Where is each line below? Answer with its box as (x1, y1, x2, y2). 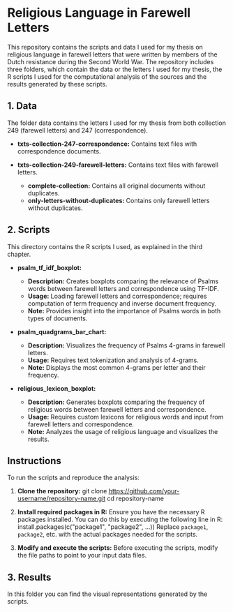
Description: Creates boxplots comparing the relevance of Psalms (27, 277, 219, 285)
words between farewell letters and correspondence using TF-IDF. (27, 284, 220, 292)
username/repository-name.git (17, 494, 106, 503)
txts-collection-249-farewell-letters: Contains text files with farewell (17, 161, 218, 169)
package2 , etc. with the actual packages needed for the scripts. (17, 530, 198, 539)
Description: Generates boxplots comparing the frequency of (27, 398, 205, 406)
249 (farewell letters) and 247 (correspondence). (7, 126, 149, 134)
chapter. (7, 250, 31, 258)
